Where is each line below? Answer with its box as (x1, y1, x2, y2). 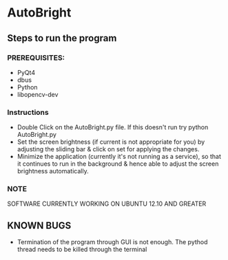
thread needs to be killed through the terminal (17, 246, 147, 254)
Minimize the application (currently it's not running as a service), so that (17, 153, 222, 161)
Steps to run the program (7, 32, 117, 44)
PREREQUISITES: (7, 53, 65, 63)
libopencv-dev (17, 90, 59, 98)
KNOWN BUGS (7, 219, 72, 231)
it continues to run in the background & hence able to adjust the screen (17, 160, 219, 168)
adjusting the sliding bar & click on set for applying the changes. (17, 145, 200, 153)
